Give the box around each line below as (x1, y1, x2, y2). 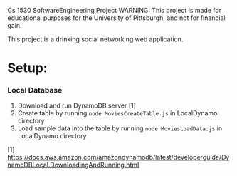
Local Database (7, 86, 63, 95)
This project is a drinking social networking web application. (7, 35, 184, 43)
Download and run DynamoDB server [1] (17, 101, 137, 110)
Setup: (7, 60, 48, 76)
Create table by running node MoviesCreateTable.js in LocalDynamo (17, 109, 218, 118)
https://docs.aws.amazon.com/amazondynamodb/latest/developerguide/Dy (7, 153, 230, 162)
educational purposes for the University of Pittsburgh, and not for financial (7, 14, 226, 22)
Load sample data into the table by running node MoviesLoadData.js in (17, 124, 223, 133)
